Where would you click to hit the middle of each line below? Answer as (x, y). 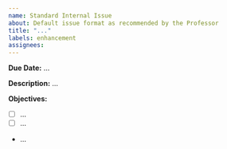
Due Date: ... (29, 68)
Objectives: (28, 99)
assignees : (26, 45)
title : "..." (30, 30)
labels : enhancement (43, 38)
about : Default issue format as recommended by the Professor (113, 23)
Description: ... (33, 84)
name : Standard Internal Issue (60, 16)
